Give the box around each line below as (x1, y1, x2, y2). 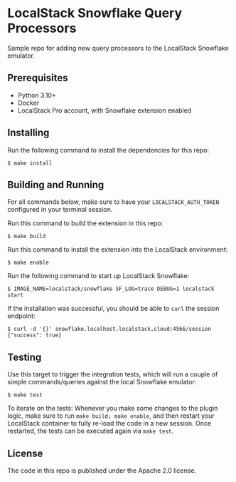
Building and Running (7, 178, 104, 190)
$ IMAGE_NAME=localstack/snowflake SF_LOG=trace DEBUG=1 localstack (7, 285, 215, 293)
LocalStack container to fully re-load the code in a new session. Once (7, 419, 212, 428)
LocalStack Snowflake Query (7, 5, 183, 21)
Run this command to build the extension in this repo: (7, 219, 163, 227)
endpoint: (7, 312, 36, 320)
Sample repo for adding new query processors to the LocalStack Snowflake (7, 43, 230, 52)
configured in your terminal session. (7, 205, 113, 214)
